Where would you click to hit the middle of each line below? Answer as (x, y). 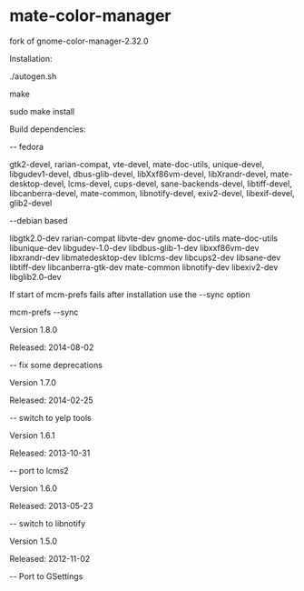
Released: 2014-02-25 (51, 400)
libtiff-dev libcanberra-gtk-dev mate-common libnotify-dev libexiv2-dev (144, 267)
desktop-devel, (38, 184)
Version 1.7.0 (33, 382)
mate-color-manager (90, 16)
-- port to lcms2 (39, 470)
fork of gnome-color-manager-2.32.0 (79, 41)
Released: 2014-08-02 (52, 347)
